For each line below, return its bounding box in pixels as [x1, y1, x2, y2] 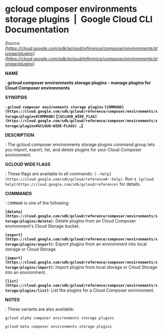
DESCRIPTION [5, 132, 35, 138]
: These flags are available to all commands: [5, 170, 93, 176]
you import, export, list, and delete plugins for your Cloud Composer [5, 147, 142, 152]
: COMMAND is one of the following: [5, 200, 70, 205]
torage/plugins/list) [5, 288, 49, 293]
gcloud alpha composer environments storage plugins [5, 315, 114, 320]
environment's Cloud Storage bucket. [5, 223, 80, 229]
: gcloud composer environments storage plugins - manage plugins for [5, 79, 151, 86]
